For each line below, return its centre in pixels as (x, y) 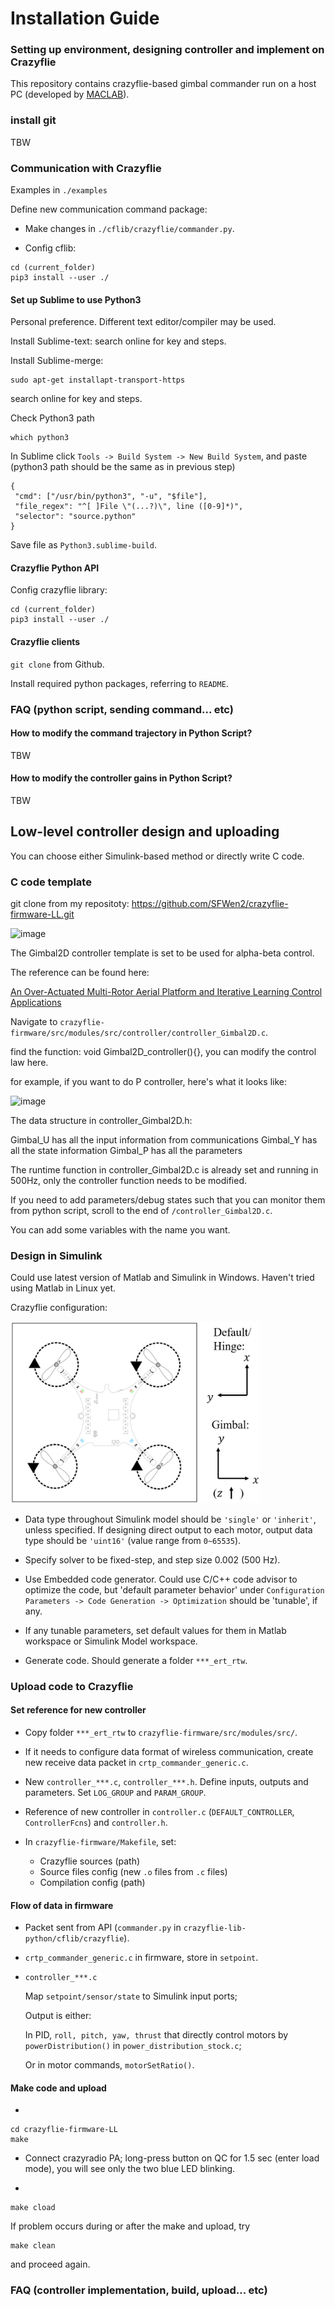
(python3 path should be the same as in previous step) (123, 467)
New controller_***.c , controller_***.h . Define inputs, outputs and (166, 1782)
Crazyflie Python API (55, 568)
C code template (51, 882)
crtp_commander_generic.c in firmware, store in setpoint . (141, 1958)
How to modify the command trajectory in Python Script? (131, 733)
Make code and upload (58, 2088)
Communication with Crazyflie (86, 168)
